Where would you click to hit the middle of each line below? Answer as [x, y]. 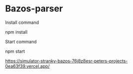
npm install [16, 32]
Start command [21, 41]
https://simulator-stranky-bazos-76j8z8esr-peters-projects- [66, 61]
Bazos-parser [34, 9]
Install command [22, 22]
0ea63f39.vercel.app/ [27, 66]
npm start [15, 51]
